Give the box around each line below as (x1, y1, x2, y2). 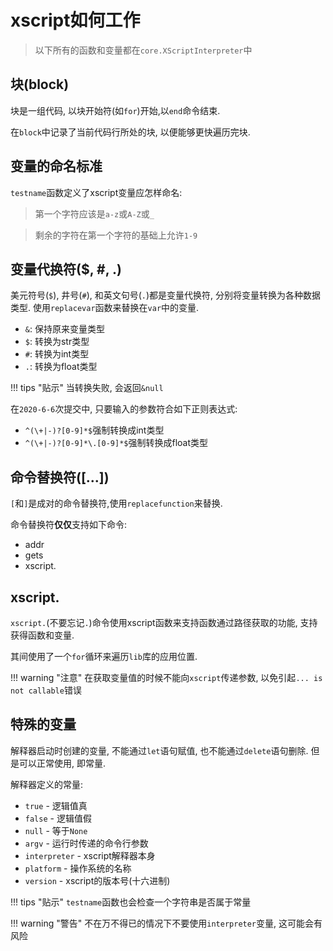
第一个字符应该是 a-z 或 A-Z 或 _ (34, 207, 155, 220)
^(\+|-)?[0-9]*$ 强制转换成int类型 (24, 424, 165, 436)
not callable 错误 (10, 684, 82, 696)
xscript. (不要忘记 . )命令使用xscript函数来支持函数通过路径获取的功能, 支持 (10, 617, 318, 628)
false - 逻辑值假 (24, 812, 92, 824)
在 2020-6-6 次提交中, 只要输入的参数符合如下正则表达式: (10, 403, 238, 415)
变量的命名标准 (10, 158, 103, 175)
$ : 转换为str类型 (24, 336, 90, 348)
